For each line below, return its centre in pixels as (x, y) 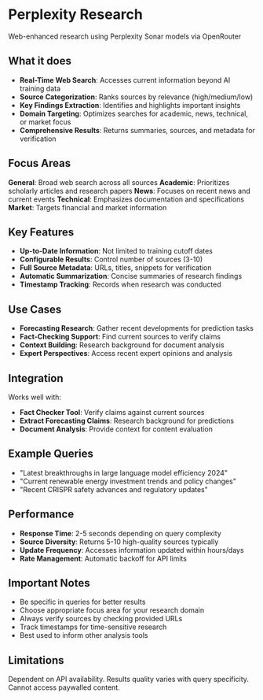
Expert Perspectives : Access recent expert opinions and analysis (126, 354)
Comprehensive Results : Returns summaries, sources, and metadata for (137, 130)
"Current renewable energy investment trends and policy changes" (128, 481)
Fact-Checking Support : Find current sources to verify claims (120, 337)
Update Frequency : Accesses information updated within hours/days (132, 550)
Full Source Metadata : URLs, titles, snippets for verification (115, 268)
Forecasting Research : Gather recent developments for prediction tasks (136, 328)
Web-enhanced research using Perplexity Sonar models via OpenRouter (125, 36)
